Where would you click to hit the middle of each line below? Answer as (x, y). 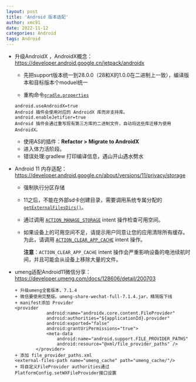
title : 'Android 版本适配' (37, 17)
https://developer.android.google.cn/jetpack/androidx (80, 63)
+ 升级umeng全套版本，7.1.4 (46, 290)
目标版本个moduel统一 (61, 82)
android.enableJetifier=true (50, 118)
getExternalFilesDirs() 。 (55, 207)
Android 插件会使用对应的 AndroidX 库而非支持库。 (71, 112)
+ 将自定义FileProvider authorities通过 (62, 367)
